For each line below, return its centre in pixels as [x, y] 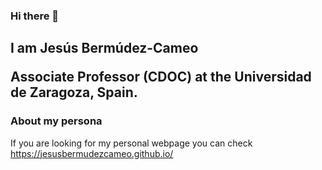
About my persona [56, 121]
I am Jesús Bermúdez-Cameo [104, 48]
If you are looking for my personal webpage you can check [131, 143]
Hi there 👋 [35, 16]
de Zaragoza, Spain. [74, 92]
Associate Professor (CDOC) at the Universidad [161, 77]
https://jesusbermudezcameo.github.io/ [92, 153]
